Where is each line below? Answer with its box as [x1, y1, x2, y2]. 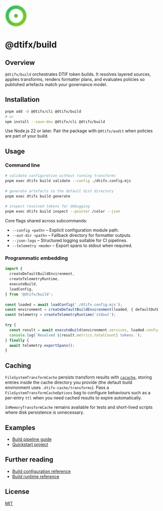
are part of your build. [5, 133, 49, 139]
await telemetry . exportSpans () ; [9, 343, 75, 348]
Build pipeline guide [12, 436, 52, 442]
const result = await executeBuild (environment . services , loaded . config [9, 327, 160, 332]
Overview [5, 58, 35, 67]
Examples [5, 423, 35, 432]
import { [5, 266, 23, 271]
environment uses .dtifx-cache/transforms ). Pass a [5, 385, 109, 390]
